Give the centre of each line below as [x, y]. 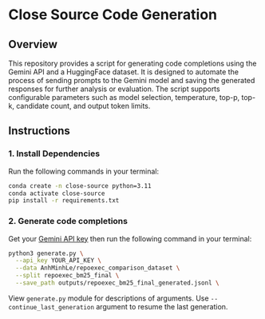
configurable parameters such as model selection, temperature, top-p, [124, 97]
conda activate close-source [57, 193]
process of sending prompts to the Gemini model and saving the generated [132, 80]
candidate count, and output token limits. [83, 106]
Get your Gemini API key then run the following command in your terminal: [130, 238]
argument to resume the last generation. [162, 306]
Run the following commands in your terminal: [84, 171]
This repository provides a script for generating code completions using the [132, 63]
